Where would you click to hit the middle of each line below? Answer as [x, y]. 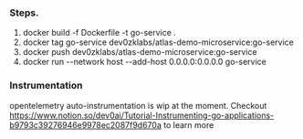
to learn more [188, 124]
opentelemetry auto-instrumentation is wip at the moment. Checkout [138, 105]
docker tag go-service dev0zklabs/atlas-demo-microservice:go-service [158, 42]
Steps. [24, 13]
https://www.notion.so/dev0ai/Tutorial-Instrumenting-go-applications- [142, 115]
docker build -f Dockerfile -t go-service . [99, 33]
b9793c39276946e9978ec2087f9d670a [86, 124]
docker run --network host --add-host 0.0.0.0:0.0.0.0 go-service [144, 62]
